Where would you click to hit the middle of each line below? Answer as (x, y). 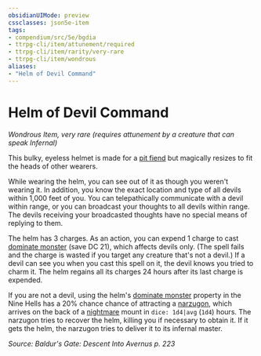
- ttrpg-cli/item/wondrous (52, 60)
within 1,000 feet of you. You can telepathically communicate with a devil (126, 198)
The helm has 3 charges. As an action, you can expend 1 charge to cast (123, 238)
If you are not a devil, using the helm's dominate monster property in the (125, 295)
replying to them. (36, 223)
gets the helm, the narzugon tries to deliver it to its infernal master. (116, 328)
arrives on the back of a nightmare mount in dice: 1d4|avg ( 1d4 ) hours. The (130, 311)
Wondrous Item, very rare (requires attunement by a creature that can (121, 134)
